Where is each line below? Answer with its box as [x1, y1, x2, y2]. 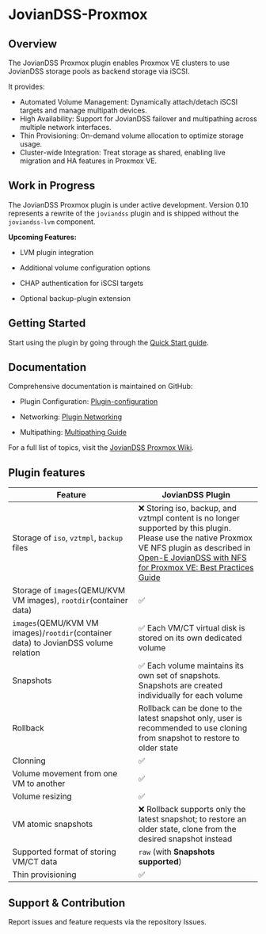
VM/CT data [12, 856, 58, 867]
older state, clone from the [138, 824, 237, 835]
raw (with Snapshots [138, 846, 215, 857]
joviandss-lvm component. [8, 216, 96, 227]
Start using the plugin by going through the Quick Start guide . [8, 337, 209, 347]
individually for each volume [138, 690, 243, 701]
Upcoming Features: [8, 232, 77, 242]
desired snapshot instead [138, 833, 233, 844]
